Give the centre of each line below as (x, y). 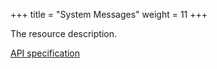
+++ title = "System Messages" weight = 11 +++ (109, 14)
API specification (45, 53)
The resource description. (63, 33)
